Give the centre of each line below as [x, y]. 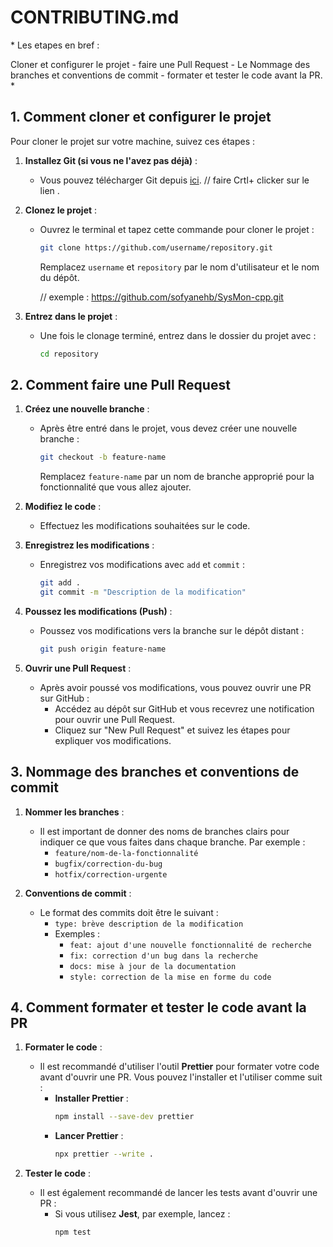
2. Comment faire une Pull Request [120, 384]
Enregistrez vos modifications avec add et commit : [142, 565]
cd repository [69, 354]
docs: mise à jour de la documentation [153, 966]
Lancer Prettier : [89, 1136]
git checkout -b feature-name [103, 457]
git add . [60, 583]
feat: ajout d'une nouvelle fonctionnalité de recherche [190, 945]
